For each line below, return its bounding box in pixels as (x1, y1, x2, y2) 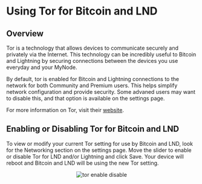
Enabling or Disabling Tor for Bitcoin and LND (6, 124, 180, 134)
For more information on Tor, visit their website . (6, 107, 124, 113)
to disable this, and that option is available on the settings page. (6, 95, 165, 102)
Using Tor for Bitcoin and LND (6, 4, 158, 18)
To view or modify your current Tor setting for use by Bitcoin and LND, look (6, 140, 194, 147)
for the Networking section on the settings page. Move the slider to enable (6, 146, 192, 154)
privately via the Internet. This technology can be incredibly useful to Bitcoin (6, 51, 197, 58)
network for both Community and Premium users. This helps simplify (6, 82, 178, 89)
